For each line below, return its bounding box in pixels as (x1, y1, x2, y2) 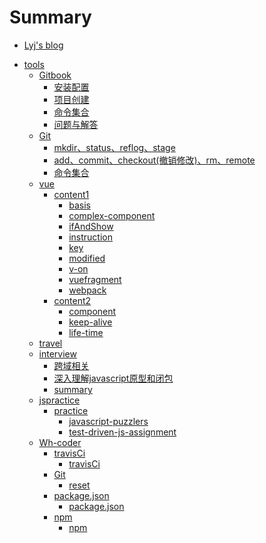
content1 (53, 188, 90, 200)
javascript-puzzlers (68, 415, 149, 427)
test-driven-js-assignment (68, 426, 177, 438)
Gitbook (38, 69, 72, 81)
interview (38, 347, 77, 360)
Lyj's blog (23, 39, 64, 51)
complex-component (68, 209, 156, 221)
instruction (68, 231, 114, 243)
